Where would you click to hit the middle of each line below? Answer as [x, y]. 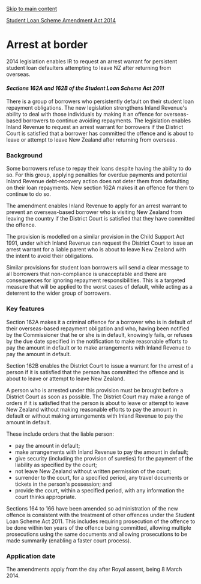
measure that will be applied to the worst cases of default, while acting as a [100, 287]
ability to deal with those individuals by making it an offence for [84, 115]
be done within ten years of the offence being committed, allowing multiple [99, 527]
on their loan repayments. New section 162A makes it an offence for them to [100, 188]
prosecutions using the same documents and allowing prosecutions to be [97, 534]
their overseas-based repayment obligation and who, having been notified [98, 328]
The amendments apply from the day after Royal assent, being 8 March [94, 570]
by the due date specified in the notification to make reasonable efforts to [97, 341]
